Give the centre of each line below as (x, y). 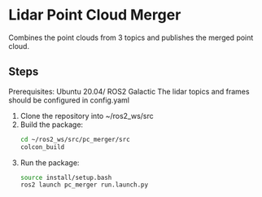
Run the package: (50, 162)
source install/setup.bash (66, 177)
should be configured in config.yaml (69, 100)
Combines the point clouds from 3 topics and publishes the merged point (131, 37)
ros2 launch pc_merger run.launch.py (84, 185)
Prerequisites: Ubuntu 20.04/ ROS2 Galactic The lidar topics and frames (129, 91)
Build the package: (52, 125)
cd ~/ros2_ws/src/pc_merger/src (75, 139)
